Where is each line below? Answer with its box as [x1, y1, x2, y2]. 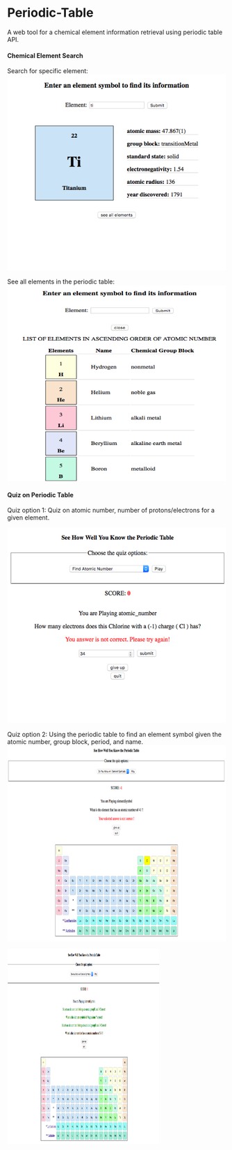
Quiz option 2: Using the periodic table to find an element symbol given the [7, 730, 222, 739]
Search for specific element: [7, 67, 88, 75]
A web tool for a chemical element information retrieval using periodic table [7, 28, 223, 36]
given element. [7, 513, 50, 522]
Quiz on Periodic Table [7, 490, 74, 499]
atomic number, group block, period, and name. [7, 738, 144, 746]
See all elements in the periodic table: [7, 277, 115, 286]
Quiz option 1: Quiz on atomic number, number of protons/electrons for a [7, 506, 215, 515]
